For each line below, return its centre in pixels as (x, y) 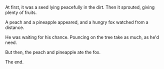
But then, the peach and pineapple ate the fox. (53, 52)
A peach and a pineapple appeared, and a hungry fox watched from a (77, 22)
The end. (14, 62)
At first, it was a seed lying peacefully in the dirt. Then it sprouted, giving (80, 7)
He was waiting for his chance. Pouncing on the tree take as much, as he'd (82, 37)
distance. (15, 27)
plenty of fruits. (21, 12)
